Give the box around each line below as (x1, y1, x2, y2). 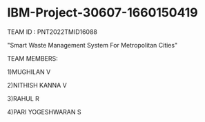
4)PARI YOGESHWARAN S (7, 108, 81, 116)
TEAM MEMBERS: (7, 54, 59, 63)
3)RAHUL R (7, 94, 40, 103)
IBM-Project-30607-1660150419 (7, 5, 198, 21)
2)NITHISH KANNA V (7, 81, 67, 89)
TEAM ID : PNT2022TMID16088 (7, 28, 98, 36)
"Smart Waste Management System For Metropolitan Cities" (7, 41, 178, 49)
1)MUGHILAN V (7, 68, 51, 76)
